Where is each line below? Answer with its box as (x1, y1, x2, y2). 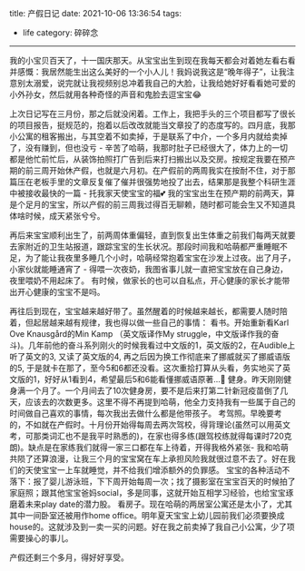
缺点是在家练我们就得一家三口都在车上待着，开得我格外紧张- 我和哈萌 (28, 442, 289, 452)
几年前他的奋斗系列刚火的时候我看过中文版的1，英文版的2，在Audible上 (28, 340, 296, 350)
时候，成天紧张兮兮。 (25, 211, 105, 221)
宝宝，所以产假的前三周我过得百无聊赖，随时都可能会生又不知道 (48, 199, 288, 210)
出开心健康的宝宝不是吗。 (9, 287, 105, 297)
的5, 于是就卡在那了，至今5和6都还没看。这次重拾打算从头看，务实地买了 (9, 362, 283, 373)
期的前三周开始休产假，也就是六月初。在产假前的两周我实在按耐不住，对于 (9, 165, 288, 175)
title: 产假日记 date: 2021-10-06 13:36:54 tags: (9, 8, 182, 18)
